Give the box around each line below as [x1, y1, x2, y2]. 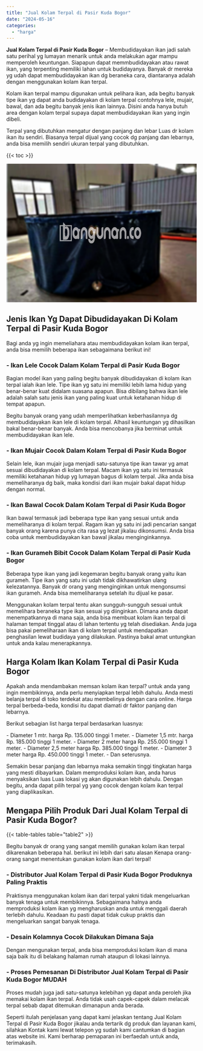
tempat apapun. [6, 400, 46, 407]
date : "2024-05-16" [6, 16, 56, 22]
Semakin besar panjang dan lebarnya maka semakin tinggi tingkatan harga [6, 762, 192, 770]
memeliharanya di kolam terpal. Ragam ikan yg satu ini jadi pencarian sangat [6, 521, 197, 528]
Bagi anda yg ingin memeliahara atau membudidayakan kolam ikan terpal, [6, 339, 190, 347]
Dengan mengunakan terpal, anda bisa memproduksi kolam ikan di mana [6, 947, 187, 953]
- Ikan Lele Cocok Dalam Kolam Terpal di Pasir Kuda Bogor [6, 361, 180, 369]
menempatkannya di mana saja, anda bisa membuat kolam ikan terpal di [6, 613, 186, 621]
